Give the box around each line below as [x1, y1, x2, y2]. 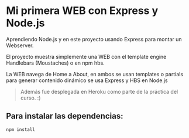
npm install [6, 126, 35, 132]
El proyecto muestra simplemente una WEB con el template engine [6, 53, 167, 60]
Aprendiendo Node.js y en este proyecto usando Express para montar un [6, 36, 183, 43]
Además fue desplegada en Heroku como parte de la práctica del [20, 88, 178, 95]
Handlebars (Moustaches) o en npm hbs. [6, 59, 105, 66]
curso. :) [20, 94, 41, 101]
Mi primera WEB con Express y [6, 4, 159, 17]
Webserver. [6, 42, 34, 49]
